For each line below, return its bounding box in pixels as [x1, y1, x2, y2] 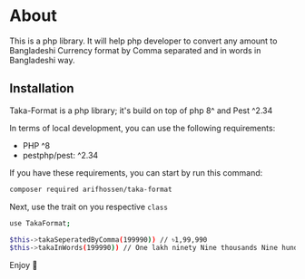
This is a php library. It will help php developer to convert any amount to [9, 35, 278, 46]
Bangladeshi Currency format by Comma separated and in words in [9, 44, 261, 55]
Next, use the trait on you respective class [9, 201, 168, 212]
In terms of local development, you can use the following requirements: [9, 122, 276, 133]
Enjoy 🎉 [9, 260, 38, 271]
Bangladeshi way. [9, 54, 75, 65]
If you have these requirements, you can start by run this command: [9, 167, 263, 178]
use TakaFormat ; [9, 218, 71, 227]
